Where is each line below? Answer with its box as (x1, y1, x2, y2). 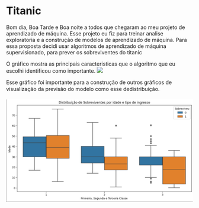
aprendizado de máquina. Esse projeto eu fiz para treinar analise (6, 30, 164, 37)
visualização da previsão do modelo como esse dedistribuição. (6, 85, 160, 92)
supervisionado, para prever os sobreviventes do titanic (6, 48, 142, 56)
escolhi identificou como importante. (6, 67, 96, 74)
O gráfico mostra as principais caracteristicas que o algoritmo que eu (6, 60, 176, 67)
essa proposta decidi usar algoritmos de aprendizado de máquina (6, 43, 167, 50)
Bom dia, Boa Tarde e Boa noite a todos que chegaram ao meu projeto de (6, 24, 185, 31)
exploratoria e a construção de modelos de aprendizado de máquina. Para (6, 36, 188, 43)
